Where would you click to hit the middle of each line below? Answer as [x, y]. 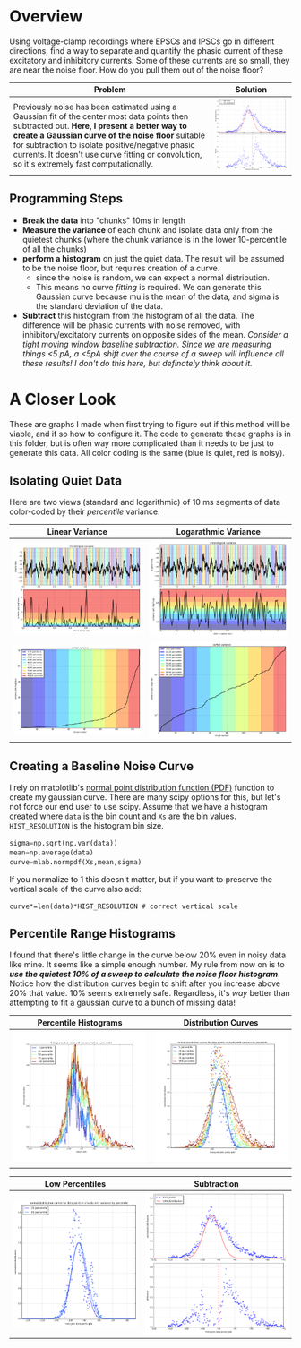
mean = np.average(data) [52, 853]
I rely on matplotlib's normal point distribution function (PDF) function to [142, 788]
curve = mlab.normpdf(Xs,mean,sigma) [76, 862]
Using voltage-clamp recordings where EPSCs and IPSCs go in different [142, 41]
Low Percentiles [75, 1183]
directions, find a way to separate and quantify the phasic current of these [146, 50]
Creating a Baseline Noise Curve [102, 766]
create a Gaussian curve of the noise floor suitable [109, 135]
